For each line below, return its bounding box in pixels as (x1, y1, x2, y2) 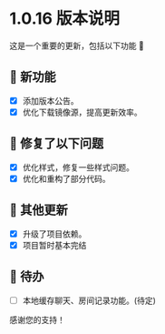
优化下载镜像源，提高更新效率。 (22, 106, 142, 117)
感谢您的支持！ (9, 314, 65, 325)
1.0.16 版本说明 (9, 8, 121, 29)
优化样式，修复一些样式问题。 (22, 161, 134, 173)
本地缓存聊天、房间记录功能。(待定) (22, 295, 156, 306)
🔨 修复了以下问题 (9, 136, 104, 151)
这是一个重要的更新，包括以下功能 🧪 (9, 40, 145, 51)
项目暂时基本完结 (22, 239, 87, 250)
